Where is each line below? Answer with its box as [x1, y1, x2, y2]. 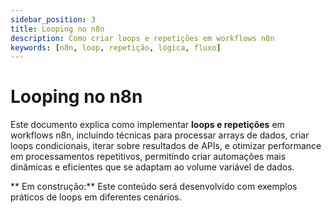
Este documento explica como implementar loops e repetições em [10, 119, 285, 131]
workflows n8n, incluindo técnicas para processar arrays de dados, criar [10, 129, 310, 141]
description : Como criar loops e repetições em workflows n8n [10, 33, 275, 43]
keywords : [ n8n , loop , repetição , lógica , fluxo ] [10, 42, 222, 53]
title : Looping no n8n [10, 24, 105, 34]
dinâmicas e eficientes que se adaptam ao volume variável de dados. [10, 161, 295, 173]
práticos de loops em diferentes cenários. [10, 191, 182, 203]
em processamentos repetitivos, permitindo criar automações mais [10, 151, 287, 163]
